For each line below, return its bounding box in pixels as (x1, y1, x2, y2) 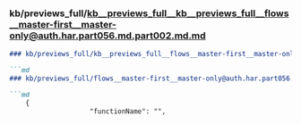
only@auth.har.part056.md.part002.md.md (9, 29, 206, 42)
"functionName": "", (89, 106, 167, 116)
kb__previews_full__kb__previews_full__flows (86, 7, 289, 20)
